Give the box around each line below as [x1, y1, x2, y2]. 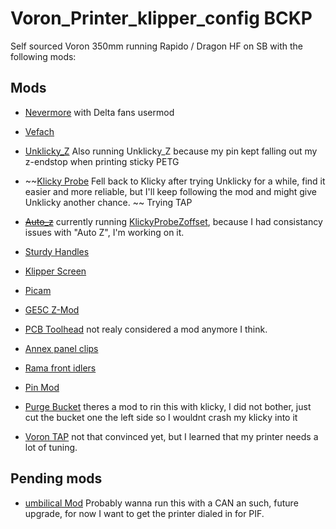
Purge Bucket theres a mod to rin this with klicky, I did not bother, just [24, 400, 312, 412]
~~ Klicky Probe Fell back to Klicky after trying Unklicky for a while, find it [24, 175, 326, 187]
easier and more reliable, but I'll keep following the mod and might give [24, 185, 318, 197]
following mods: [10, 50, 77, 62]
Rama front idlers [24, 362, 97, 374]
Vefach [24, 125, 55, 137]
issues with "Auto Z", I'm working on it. [24, 226, 185, 238]
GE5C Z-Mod [24, 303, 80, 316]
